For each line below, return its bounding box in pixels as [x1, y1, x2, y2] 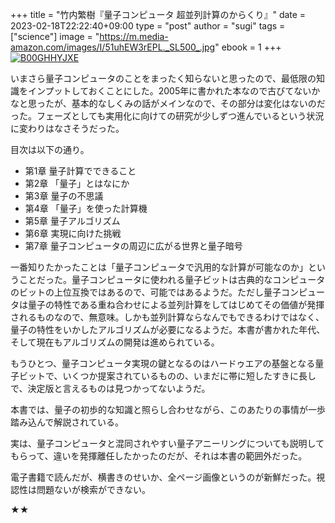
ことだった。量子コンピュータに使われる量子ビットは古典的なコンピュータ [18, 274, 326, 285]
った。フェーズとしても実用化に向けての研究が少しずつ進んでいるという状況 [10, 110, 325, 122]
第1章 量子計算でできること [24, 165, 137, 177]
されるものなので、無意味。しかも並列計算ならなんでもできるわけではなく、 [10, 311, 325, 323]
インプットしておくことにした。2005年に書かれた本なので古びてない [27, 85, 312, 97]
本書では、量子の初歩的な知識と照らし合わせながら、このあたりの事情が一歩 [10, 404, 326, 415]
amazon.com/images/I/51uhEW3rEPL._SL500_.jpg [10, 41, 216, 53]
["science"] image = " [10, 31, 100, 42]
